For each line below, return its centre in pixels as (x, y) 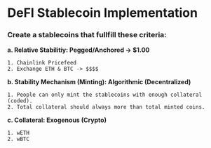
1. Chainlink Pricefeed (42, 63)
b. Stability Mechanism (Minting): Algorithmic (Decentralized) (99, 82)
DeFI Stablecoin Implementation (103, 13)
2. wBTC (19, 139)
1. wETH (19, 133)
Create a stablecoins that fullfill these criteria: (87, 35)
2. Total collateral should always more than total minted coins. (106, 107)
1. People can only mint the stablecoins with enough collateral (104, 95)
